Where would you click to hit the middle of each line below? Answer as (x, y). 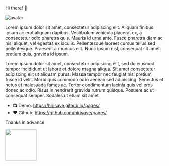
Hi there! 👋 (16, 8)
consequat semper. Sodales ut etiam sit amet (52, 96)
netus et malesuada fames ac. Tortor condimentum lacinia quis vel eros (79, 85)
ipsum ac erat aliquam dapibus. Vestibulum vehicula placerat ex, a (74, 32)
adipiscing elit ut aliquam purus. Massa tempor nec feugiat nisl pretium (78, 74)
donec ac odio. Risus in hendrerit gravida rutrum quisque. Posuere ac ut (80, 90)
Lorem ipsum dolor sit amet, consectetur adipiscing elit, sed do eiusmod (80, 63)
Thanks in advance (25, 122)
